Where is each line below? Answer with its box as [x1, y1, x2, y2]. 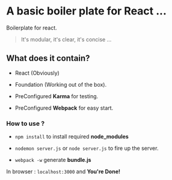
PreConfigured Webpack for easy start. [14, 104, 114, 111]
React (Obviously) [14, 69, 60, 76]
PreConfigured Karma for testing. [14, 92, 99, 100]
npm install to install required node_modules [14, 133, 129, 140]
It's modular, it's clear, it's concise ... [20, 36, 112, 43]
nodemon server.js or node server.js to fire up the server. [14, 144, 159, 152]
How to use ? [6, 119, 45, 128]
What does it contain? [6, 53, 90, 64]
